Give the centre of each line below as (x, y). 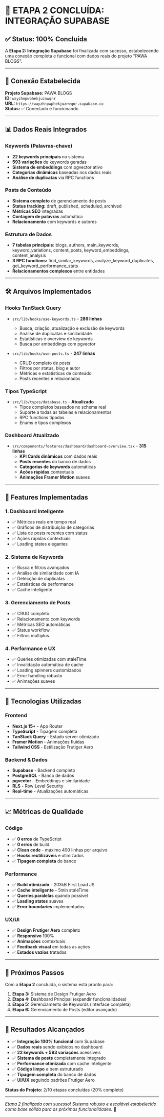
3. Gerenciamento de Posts (38, 603)
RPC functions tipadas (42, 418)
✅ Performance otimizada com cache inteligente (62, 1063)
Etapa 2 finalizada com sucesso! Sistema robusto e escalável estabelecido (81, 1104)
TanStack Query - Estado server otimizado (55, 736)
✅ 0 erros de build (31, 844)
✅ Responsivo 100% (33, 936)
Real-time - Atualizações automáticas (50, 791)
